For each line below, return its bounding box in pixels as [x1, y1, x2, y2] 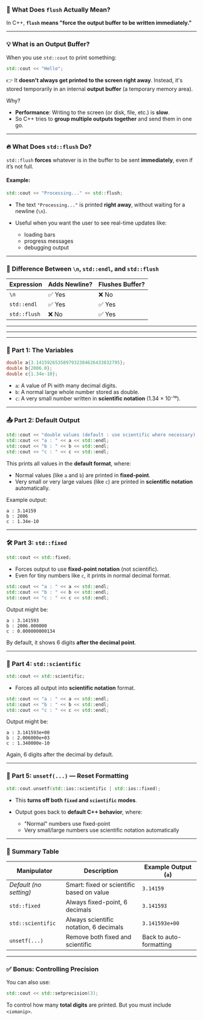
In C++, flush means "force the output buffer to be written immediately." [6, 19, 192, 27]
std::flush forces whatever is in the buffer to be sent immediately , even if [6, 156, 193, 163]
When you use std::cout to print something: [6, 54, 117, 61]
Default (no [9, 880, 42, 889]
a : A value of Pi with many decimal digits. [14, 382, 117, 389]
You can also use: [6, 979, 51, 986]
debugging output [24, 243, 69, 251]
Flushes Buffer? [98, 280, 145, 289]
